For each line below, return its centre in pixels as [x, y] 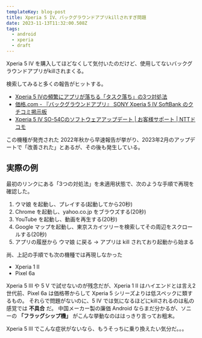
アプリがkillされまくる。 [57, 71]
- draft [21, 46]
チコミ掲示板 [31, 112]
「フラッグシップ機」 [44, 316]
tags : [13, 29]
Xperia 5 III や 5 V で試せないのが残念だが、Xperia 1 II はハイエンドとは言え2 [101, 285]
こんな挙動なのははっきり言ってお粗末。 [128, 316]
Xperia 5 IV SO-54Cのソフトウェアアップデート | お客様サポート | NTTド [105, 119]
